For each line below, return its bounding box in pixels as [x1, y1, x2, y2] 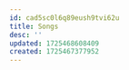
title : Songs [9, 22, 59, 31]
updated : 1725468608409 [9, 38, 100, 48]
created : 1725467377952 [9, 47, 100, 56]
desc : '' [9, 30, 43, 39]
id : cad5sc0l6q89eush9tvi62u [9, 13, 120, 23]
